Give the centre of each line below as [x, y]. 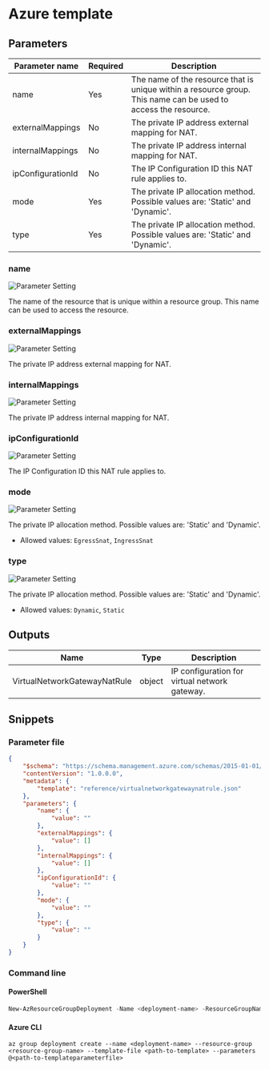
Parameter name [46, 66]
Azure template [61, 14]
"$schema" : [41, 766]
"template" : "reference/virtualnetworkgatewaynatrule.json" [139, 788]
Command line [37, 972]
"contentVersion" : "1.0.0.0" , [73, 774]
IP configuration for [207, 671]
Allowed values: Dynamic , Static [72, 609]
